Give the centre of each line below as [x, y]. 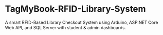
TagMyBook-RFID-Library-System [75, 9]
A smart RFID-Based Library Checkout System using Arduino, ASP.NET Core [81, 22]
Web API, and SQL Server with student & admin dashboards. [65, 27]
